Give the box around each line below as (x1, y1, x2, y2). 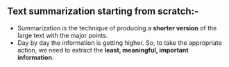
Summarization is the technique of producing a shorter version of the (17, 23, 217, 32)
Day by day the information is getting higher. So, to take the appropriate (17, 38, 222, 47)
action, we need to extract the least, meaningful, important (17, 46, 189, 54)
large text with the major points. (17, 31, 108, 39)
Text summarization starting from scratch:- (7, 6, 199, 17)
